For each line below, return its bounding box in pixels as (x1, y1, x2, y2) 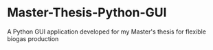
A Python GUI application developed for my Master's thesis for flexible (7, 27, 206, 36)
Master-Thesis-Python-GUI (7, 5, 167, 21)
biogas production (7, 34, 59, 42)
